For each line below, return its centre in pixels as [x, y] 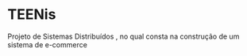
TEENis [32, 15]
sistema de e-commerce [48, 44]
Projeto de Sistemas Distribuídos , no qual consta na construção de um [123, 36]
